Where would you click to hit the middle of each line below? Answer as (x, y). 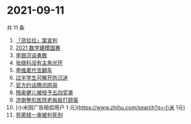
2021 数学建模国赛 (38, 48)
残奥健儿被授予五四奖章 (44, 92)
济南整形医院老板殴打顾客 (47, 100)
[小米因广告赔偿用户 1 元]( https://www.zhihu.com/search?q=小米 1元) (100, 107)
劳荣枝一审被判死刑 (39, 114)
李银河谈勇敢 (31, 55)
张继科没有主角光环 (39, 63)
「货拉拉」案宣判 (36, 40)
